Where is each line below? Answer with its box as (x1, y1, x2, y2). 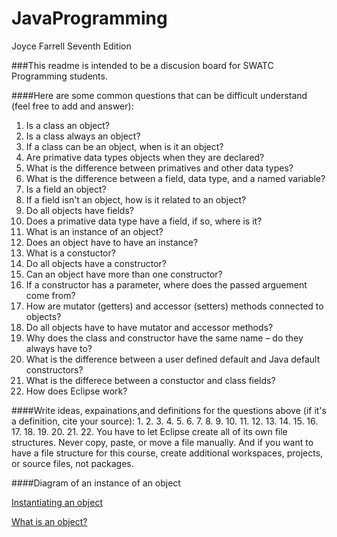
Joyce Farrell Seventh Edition (11, 40, 132, 52)
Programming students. (11, 70, 108, 82)
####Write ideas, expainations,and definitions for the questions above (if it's (11, 404, 327, 416)
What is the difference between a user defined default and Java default (25, 353, 321, 365)
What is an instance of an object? (25, 225, 164, 237)
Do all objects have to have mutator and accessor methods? (25, 321, 274, 333)
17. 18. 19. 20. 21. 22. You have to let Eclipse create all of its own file (11, 425, 288, 437)
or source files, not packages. (11, 457, 134, 469)
